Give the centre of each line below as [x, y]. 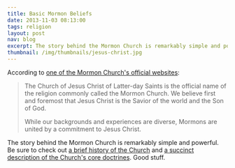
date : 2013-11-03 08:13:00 [47, 20]
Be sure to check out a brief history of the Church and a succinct [101, 150]
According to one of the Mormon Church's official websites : [93, 72]
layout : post [26, 33]
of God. [35, 108]
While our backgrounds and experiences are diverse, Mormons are [121, 121]
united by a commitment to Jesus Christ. [83, 129]
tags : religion [29, 26]
